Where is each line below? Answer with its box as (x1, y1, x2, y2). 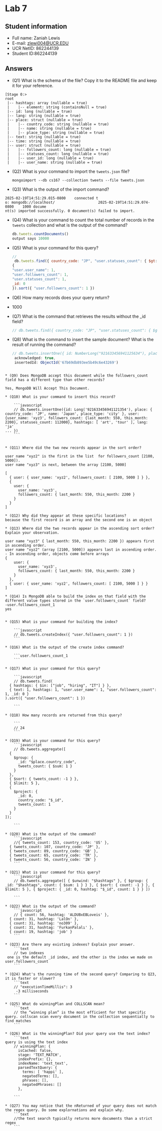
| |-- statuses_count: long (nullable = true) (7, 151, 109, 156)
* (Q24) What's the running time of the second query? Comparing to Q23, (5, 972, 157, 977)
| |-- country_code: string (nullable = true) (7, 122, 109, 127)
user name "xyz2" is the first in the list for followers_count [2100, (5, 454, 155, 459)
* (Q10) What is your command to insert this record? (5, 394, 116, 399)
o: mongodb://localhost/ (5, 200, 55, 205)
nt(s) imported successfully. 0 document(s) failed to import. (5, 208, 135, 213)
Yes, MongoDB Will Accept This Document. (5, 386, 90, 391)
